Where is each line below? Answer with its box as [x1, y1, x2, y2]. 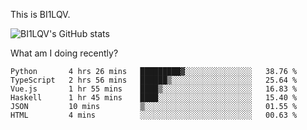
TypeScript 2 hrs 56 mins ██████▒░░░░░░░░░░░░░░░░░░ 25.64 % [10, 75, 298, 85]
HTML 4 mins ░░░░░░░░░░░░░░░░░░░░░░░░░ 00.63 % [10, 110, 298, 120]
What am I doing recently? [10, 47, 119, 59]
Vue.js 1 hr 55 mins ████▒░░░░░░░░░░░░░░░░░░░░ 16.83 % [10, 84, 298, 94]
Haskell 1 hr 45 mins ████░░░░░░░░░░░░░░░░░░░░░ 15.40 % [10, 93, 298, 103]
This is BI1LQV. [10, 9, 71, 20]
